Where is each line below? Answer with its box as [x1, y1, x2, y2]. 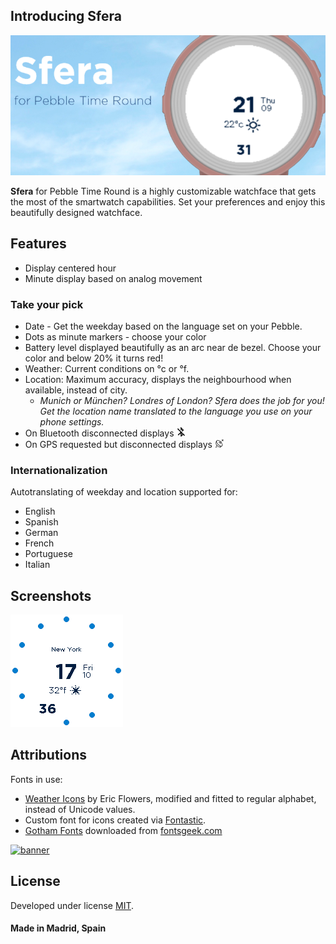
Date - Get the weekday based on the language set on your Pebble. [24, 320, 303, 332]
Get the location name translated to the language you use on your [39, 405, 313, 417]
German [24, 527, 59, 539]
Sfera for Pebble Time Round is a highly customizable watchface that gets [10, 185, 317, 197]
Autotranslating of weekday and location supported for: [10, 486, 238, 498]
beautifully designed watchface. [10, 206, 143, 218]
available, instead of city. [24, 384, 128, 396]
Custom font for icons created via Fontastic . [24, 814, 207, 826]
